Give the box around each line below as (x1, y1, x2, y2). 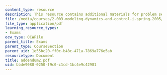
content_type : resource (5, 7, 55, 12)
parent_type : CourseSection (5, 44, 64, 49)
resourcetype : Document (5, 53, 55, 58)
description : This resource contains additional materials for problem (5, 12, 157, 17)
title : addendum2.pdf (5, 58, 50, 63)
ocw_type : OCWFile (5, 35, 43, 40)
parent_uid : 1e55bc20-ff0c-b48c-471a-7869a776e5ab (5, 48, 112, 53)
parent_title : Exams (5, 39, 48, 44)
